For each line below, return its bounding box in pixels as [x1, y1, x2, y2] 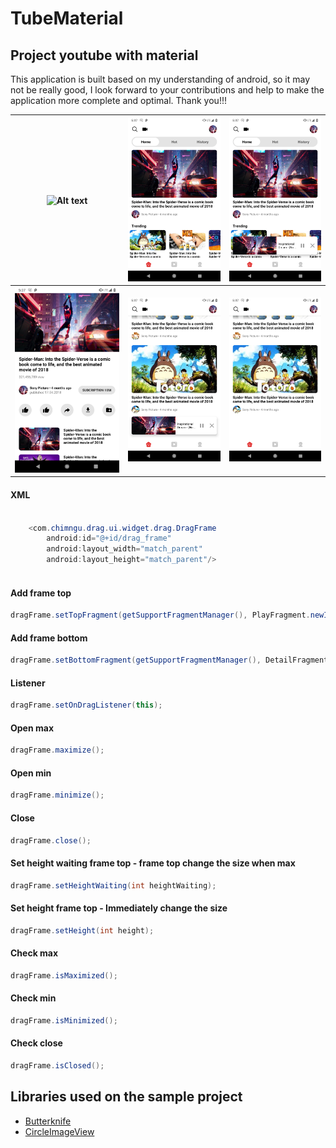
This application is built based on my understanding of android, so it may [10, 73, 311, 85]
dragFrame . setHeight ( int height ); [10, 925, 155, 936]
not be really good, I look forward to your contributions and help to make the [10, 84, 325, 96]
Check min [10, 992, 57, 1004]
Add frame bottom [10, 632, 88, 644]
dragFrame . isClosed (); [10, 1060, 105, 1071]
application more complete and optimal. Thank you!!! [10, 95, 227, 106]
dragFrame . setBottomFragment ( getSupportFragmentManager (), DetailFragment [10, 655, 329, 666]
